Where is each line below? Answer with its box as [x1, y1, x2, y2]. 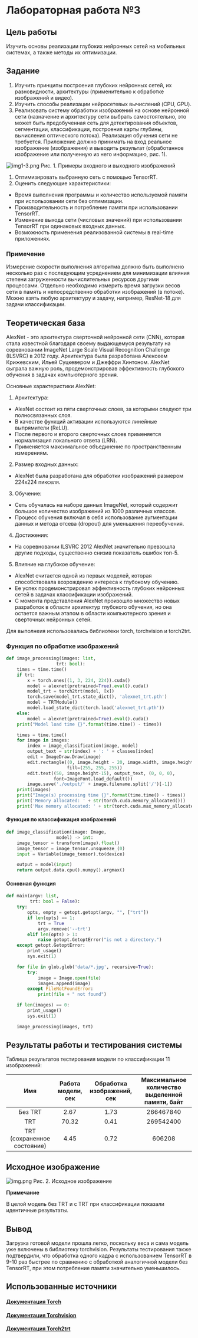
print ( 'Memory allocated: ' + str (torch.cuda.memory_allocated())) [16, 798, 186, 804]
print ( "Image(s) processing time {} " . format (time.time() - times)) [16, 792, 186, 798]
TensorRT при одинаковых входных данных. [14, 222, 126, 229]
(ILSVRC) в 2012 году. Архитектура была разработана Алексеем [6, 352, 168, 359]
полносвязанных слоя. [14, 411, 72, 419]
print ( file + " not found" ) [37, 992, 107, 998]
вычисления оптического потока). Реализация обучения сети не [14, 132, 178, 139]
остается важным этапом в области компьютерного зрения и [14, 609, 171, 616]
